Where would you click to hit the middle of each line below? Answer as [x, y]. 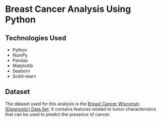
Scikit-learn [24, 76]
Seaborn [21, 71]
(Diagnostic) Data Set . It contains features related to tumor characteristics [81, 109]
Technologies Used [36, 38]
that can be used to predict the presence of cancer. [58, 114]
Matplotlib [23, 66]
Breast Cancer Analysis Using [68, 9]
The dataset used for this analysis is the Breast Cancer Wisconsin [73, 104]
